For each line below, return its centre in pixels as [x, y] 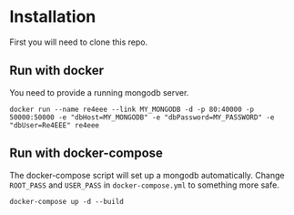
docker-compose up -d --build [67, 201]
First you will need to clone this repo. [79, 42]
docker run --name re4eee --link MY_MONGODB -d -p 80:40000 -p [132, 109]
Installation [53, 17]
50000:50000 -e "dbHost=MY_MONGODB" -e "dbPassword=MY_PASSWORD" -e [142, 117]
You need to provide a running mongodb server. [99, 92]
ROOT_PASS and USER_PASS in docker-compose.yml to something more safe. [144, 185]
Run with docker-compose [86, 154]
